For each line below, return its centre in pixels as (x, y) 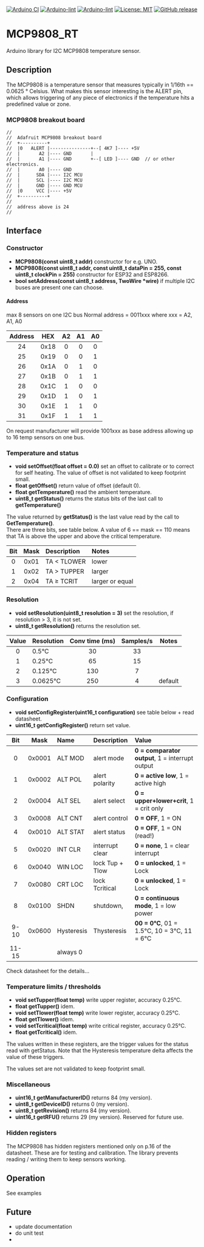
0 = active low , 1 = (162, 775)
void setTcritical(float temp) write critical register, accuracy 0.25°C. (100, 1026)
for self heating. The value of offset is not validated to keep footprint (100, 473)
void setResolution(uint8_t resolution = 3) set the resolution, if (94, 613)
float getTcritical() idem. (46, 1032)
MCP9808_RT (42, 34)
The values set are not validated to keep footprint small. (76, 1069)
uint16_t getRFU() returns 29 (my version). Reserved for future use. (99, 1117)
